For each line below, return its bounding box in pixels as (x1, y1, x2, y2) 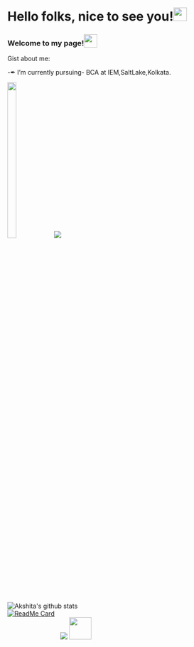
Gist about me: (7, 54, 50, 63)
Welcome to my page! (7, 38, 85, 48)
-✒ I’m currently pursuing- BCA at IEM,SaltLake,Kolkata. (7, 68, 171, 77)
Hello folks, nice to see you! (7, 9, 174, 25)
